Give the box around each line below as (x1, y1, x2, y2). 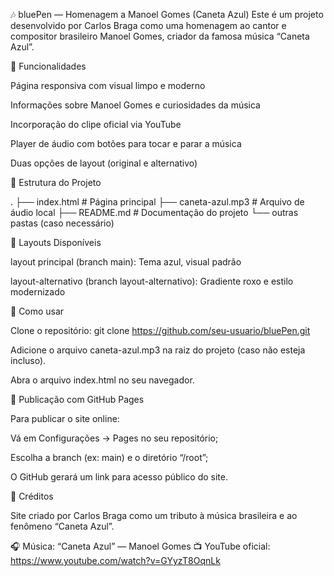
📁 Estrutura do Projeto (10, 177, 102, 188)
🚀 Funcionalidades (10, 60, 87, 72)
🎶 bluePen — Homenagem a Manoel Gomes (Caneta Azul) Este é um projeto (10, 9, 324, 20)
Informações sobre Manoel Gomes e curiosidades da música (10, 99, 261, 111)
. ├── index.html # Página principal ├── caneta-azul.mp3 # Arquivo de (10, 196, 305, 208)
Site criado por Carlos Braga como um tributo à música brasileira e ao (10, 510, 298, 521)
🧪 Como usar (10, 305, 65, 317)
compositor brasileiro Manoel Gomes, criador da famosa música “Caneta (10, 30, 310, 42)
